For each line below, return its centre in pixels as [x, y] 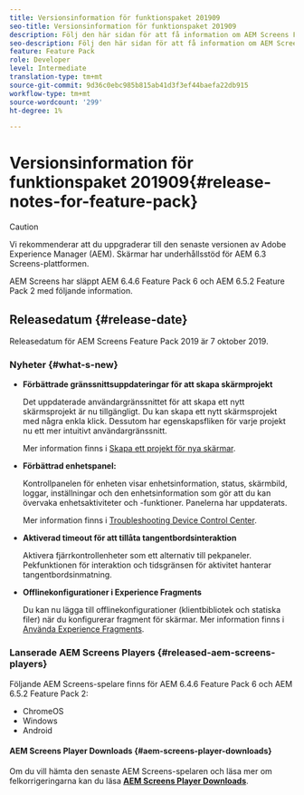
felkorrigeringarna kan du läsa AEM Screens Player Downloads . [129, 780]
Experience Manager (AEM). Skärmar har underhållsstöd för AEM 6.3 [138, 254]
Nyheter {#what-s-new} [64, 364]
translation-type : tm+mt [56, 77]
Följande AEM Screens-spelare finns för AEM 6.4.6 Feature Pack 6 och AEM [151, 684]
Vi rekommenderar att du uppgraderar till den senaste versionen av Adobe [148, 245]
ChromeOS [43, 711]
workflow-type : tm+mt [50, 93]
